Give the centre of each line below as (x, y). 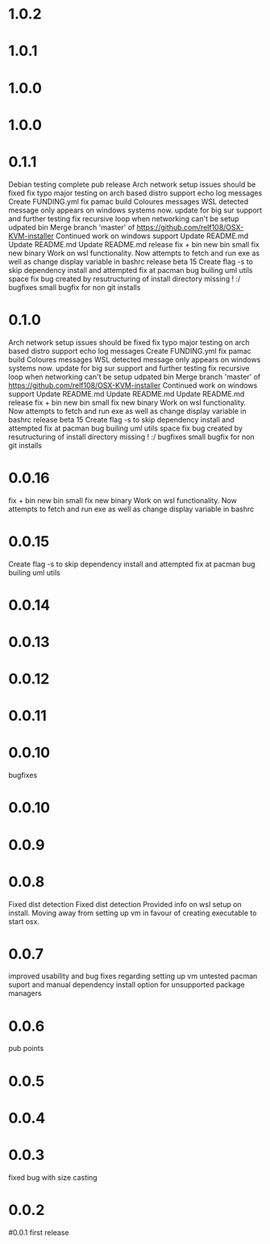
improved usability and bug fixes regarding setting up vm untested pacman (133, 976)
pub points (26, 1049)
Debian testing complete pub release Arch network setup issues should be (132, 184)
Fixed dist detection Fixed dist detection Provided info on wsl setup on (125, 904)
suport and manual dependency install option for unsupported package (127, 985)
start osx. (24, 921)
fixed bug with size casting (53, 1177)
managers (25, 994)
